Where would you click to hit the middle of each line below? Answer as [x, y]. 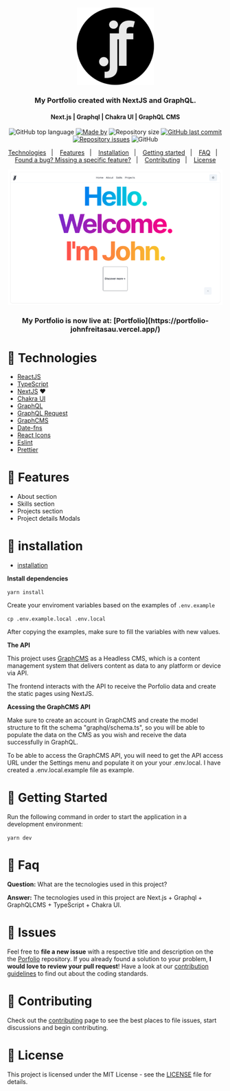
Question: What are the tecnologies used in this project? [87, 884]
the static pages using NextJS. [50, 694]
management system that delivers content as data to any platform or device [114, 666]
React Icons [34, 435]
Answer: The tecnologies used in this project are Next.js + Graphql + [105, 898]
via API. [18, 673]
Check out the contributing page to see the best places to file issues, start [112, 1020]
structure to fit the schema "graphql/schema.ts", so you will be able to [106, 728]
